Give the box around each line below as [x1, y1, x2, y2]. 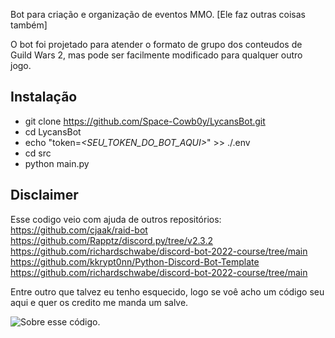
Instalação [10, 89, 78, 106]
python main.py [24, 157, 90, 169]
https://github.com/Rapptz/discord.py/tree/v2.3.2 [10, 234, 214, 246]
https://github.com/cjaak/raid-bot [10, 224, 148, 236]
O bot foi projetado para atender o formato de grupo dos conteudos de [10, 39, 303, 50]
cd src [24, 147, 52, 159]
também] [10, 19, 48, 31]
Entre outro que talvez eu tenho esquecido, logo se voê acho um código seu [10, 285, 325, 298]
